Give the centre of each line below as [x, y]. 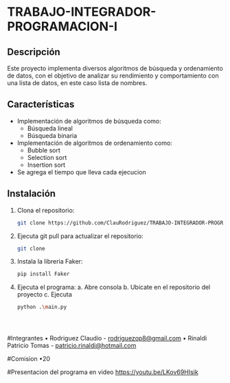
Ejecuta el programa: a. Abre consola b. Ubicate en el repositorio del [114, 287]
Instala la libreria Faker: [50, 262]
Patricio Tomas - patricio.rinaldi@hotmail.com [72, 346]
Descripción [34, 52]
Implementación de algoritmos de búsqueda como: [89, 121]
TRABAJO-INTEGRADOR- [82, 12]
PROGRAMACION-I [62, 26]
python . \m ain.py [42, 307]
